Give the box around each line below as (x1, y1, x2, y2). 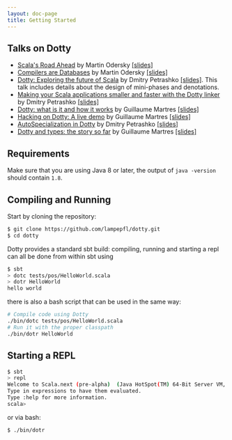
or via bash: (7, 413, 41, 421)
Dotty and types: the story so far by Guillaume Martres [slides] (17, 127, 197, 136)
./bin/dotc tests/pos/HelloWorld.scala (7, 317, 123, 324)
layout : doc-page (7, 10, 58, 17)
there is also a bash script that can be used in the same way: (7, 297, 181, 306)
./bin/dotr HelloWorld (7, 330, 73, 338)
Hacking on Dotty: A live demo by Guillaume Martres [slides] (17, 113, 191, 121)
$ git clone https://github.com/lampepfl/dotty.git (7, 226, 160, 233)
